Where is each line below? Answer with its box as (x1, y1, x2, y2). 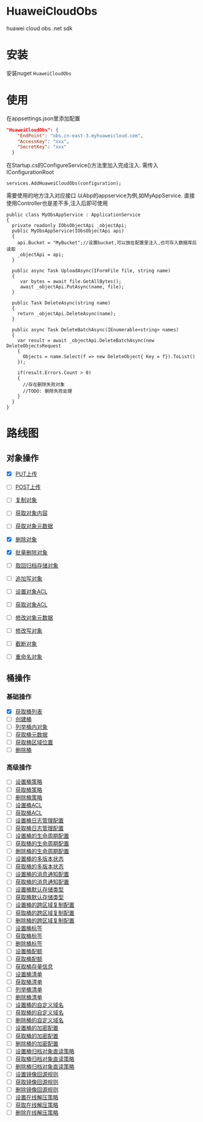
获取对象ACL (15, 601, 48, 608)
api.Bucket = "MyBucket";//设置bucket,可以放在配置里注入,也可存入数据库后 (17, 240, 197, 246)
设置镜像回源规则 (15, 1070, 59, 1078)
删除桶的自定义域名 (15, 1016, 64, 1024)
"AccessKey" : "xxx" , (17, 138, 70, 145)
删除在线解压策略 (15, 1109, 59, 1116)
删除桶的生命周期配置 (15, 848, 69, 855)
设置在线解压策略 (15, 1094, 59, 1101)
